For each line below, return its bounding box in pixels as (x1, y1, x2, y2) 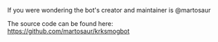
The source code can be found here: (7, 20, 114, 27)
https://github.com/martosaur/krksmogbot (7, 27, 130, 35)
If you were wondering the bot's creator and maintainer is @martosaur (7, 6, 211, 14)
